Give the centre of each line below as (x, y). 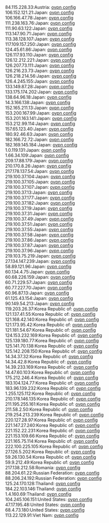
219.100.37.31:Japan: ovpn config (39, 213)
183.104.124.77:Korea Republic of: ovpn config (52, 383)
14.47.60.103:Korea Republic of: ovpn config (50, 372)
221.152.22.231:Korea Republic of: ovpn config (53, 431)
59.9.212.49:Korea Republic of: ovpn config (50, 462)
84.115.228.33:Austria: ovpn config (41, 7)
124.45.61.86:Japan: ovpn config (39, 50)
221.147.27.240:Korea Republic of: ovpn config (53, 425)
